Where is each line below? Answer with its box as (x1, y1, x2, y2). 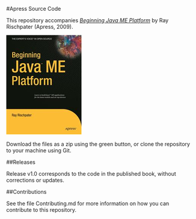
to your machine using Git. (6, 147, 72, 154)
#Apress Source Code (6, 5, 61, 12)
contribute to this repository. (6, 206, 77, 213)
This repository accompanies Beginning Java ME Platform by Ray (6, 17, 169, 23)
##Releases (6, 159, 36, 165)
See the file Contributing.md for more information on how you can (6, 200, 170, 207)
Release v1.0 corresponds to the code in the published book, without (6, 170, 176, 177)
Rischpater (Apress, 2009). (6, 23, 73, 30)
